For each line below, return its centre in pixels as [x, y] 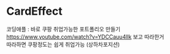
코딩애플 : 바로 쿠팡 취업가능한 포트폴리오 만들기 [64, 29]
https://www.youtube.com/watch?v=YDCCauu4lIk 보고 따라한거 [85, 37]
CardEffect [35, 11]
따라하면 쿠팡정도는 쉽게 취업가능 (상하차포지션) [63, 44]
